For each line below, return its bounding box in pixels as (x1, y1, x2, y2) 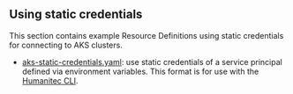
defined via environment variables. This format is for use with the (21, 66, 259, 76)
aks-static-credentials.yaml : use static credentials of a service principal (21, 56, 282, 67)
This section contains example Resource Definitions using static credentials (9, 30, 284, 40)
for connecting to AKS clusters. (9, 40, 124, 50)
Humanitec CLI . (21, 75, 79, 86)
